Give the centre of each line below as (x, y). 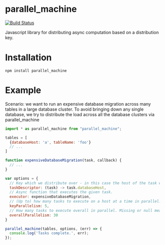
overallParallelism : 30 (34, 215)
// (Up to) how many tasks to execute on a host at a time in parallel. (85, 202)
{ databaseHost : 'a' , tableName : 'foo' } (50, 142)
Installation (28, 58)
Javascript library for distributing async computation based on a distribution (82, 32)
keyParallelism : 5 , (29, 206)
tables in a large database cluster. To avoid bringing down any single (74, 109)
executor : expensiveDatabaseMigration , (50, 197)
